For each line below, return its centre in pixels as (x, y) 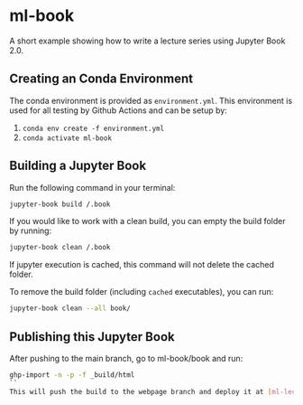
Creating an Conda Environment (101, 79)
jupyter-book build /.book (60, 204)
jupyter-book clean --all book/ (70, 308)
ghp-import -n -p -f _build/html (72, 375)
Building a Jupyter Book (78, 166)
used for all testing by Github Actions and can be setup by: (118, 110)
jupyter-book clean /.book (60, 248)
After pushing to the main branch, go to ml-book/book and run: (126, 358)
